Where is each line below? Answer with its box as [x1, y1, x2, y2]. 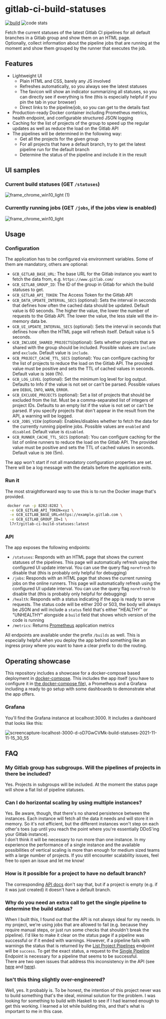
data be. [30, 318, 47, 324]
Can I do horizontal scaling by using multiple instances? [5, 799, 142, 806]
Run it [5, 477, 20, 484]
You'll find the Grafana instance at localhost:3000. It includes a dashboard [5, 714, 157, 721]
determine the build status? [5, 905, 73, 912]
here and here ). [5, 964, 37, 970]
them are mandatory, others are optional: [5, 261, 88, 267]
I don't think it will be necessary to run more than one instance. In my [5, 837, 146, 843]
